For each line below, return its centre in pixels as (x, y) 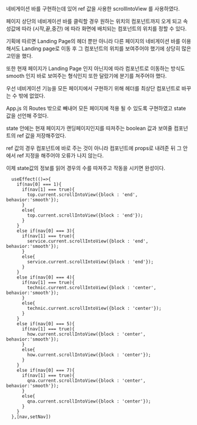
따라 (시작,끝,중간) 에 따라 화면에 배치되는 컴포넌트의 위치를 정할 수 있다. (104, 29)
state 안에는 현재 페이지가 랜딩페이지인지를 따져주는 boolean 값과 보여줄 (89, 128)
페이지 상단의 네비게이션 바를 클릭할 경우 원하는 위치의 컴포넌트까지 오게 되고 (94, 21)
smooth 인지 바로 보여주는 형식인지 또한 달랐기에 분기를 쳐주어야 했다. (86, 76)
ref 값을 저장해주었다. (41, 135)
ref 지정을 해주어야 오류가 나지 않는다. (60, 156)
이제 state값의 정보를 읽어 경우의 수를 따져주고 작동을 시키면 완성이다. (86, 168)
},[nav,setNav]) (31, 417)
